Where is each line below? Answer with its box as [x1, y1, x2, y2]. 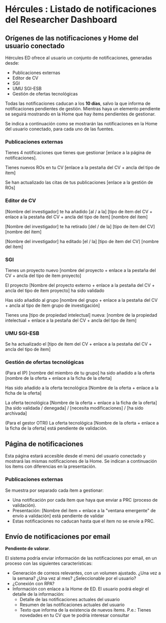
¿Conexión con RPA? [12, 581, 55, 587]
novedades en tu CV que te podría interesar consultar [19, 613, 130, 619]
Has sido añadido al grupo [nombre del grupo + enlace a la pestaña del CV [5, 297, 158, 303]
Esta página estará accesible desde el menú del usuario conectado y [5, 453, 146, 459]
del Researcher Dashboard [5, 14, 117, 25]
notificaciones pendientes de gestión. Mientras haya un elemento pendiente [5, 106, 161, 111]
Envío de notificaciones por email [5, 532, 111, 540]
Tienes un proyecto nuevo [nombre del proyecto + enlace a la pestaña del [5, 267, 156, 273]
